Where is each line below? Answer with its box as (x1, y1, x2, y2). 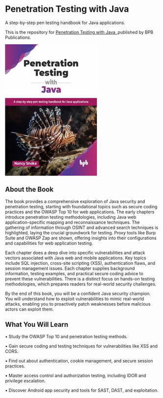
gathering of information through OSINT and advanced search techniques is (5, 225, 159, 230)
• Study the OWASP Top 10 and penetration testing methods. (5, 333, 128, 340)
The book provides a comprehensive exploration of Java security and (5, 198, 145, 204)
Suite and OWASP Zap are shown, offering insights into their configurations (5, 235, 157, 241)
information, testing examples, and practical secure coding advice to (5, 270, 143, 276)
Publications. (5, 34, 31, 40)
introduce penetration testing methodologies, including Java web (5, 214, 137, 220)
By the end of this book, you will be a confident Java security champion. (5, 290, 151, 296)
